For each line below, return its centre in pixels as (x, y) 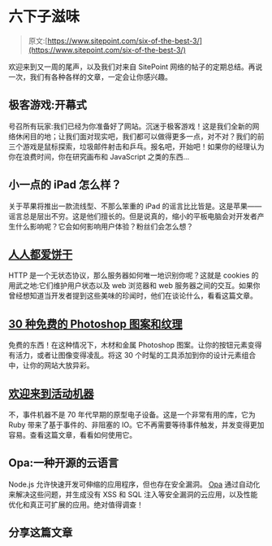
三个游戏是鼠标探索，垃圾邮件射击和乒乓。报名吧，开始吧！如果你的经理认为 (136, 146)
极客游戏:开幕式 (48, 105)
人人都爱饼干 (41, 254)
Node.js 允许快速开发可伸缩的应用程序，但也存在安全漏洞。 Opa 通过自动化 (134, 484)
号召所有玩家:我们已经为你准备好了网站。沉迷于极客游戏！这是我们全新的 (131, 126)
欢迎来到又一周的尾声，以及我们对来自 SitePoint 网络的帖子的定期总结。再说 (136, 67)
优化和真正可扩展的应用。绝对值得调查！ (76, 505)
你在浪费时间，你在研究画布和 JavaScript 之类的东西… (99, 156)
